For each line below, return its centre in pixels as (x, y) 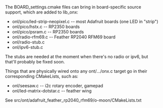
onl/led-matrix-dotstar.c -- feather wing (52, 91)
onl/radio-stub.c (28, 42)
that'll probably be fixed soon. (35, 62)
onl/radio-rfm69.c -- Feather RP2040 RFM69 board (64, 37)
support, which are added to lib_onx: (42, 12)
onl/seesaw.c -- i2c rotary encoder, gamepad (58, 86)
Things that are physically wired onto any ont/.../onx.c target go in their (76, 71)
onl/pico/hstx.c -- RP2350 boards (46, 27)
